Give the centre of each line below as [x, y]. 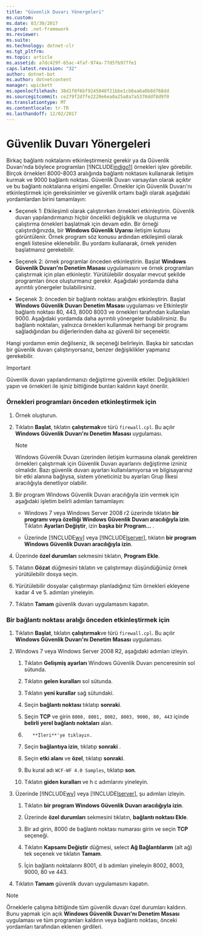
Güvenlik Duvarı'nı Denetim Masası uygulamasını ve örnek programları [104, 268]
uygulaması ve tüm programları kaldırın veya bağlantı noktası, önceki [92, 920]
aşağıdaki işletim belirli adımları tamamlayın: [70, 501]
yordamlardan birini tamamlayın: [46, 199]
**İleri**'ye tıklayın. [62, 735]
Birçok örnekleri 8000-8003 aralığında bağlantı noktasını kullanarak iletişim [100, 173]
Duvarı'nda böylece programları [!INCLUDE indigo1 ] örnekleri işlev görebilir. [99, 167]
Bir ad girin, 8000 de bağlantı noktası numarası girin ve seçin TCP [106, 829]
